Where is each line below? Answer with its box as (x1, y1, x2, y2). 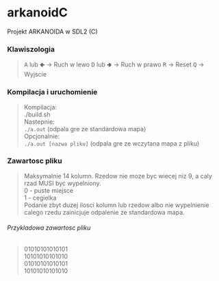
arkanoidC (7, 5, 68, 21)
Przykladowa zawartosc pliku (7, 224, 91, 232)
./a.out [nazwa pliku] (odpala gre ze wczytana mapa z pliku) (23, 139, 200, 148)
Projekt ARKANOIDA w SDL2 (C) (7, 27, 98, 36)
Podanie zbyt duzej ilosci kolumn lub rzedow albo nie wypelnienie (23, 200, 209, 209)
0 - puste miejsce (23, 186, 74, 194)
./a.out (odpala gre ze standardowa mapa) (23, 124, 146, 133)
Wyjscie (23, 70, 47, 79)
